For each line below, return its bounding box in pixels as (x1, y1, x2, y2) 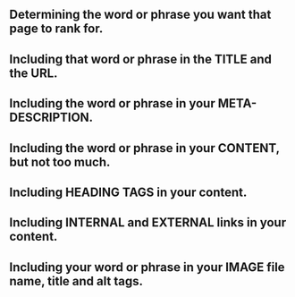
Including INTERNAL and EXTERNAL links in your (9, 215, 287, 231)
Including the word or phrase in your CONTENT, (9, 140, 280, 156)
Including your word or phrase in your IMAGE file (9, 259, 285, 275)
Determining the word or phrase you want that (9, 7, 272, 22)
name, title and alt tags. (9, 273, 143, 289)
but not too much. (9, 154, 111, 169)
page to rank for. (9, 21, 104, 37)
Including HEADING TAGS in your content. (9, 184, 248, 199)
